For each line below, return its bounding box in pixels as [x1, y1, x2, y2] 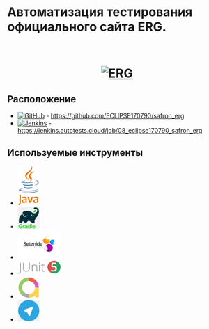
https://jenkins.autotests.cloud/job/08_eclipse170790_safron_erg [17, 127, 203, 135]
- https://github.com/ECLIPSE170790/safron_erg [46, 112, 185, 120]
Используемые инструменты [7, 147, 144, 159]
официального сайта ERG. [7, 19, 167, 35]
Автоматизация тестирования [7, 4, 193, 20]
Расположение [7, 93, 77, 105]
